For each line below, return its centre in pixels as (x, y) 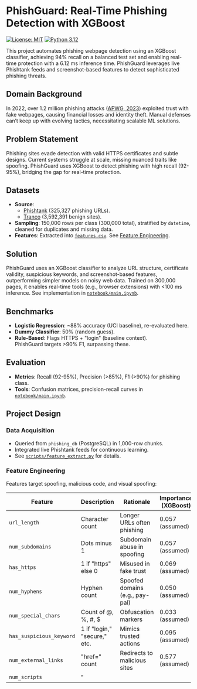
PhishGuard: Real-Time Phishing (87, 11)
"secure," (94, 636)
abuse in (132, 547)
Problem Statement (42, 139)
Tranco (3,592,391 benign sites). (62, 217)
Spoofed (132, 580)
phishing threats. (26, 76)
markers (131, 619)
